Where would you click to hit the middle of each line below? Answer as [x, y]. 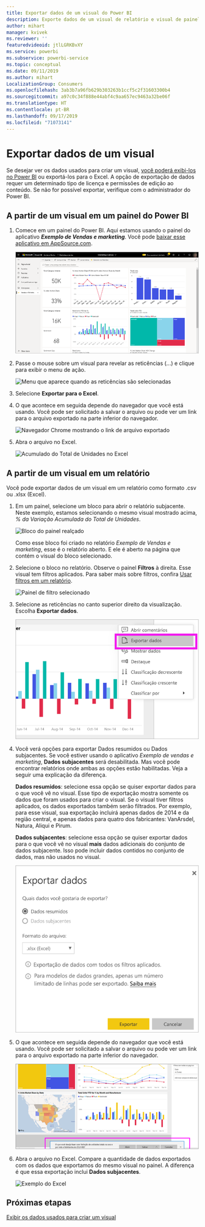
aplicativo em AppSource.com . [54, 243]
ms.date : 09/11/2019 [33, 71]
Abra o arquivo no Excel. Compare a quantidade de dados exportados [103, 1159]
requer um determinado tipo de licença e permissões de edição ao [90, 183]
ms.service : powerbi [33, 52]
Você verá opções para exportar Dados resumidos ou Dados [91, 748]
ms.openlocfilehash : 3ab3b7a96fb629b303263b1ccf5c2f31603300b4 [88, 90]
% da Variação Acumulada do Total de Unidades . [78, 519]
